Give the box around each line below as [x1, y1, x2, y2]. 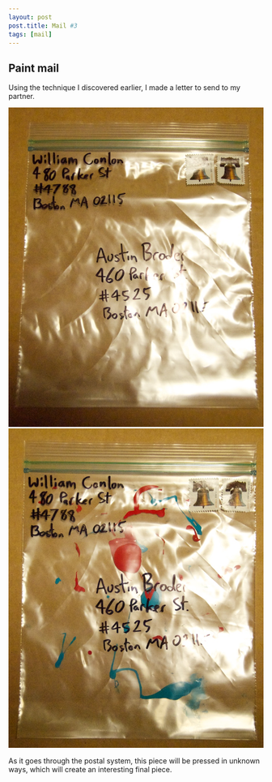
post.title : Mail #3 [8, 21, 79, 30]
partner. [8, 92, 35, 101]
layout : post [8, 13, 53, 21]
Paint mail [8, 61, 59, 75]
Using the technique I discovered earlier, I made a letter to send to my [8, 83, 241, 92]
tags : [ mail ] [8, 30, 53, 38]
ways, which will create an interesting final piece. [8, 765, 172, 775]
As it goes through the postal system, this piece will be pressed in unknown [8, 756, 261, 766]
